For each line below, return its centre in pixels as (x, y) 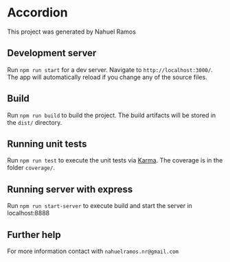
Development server (52, 53)
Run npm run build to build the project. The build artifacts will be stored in (112, 115)
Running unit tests (47, 144)
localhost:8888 (28, 213)
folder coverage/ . (31, 168)
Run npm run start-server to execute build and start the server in (100, 206)
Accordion (37, 13)
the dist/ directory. (35, 122)
